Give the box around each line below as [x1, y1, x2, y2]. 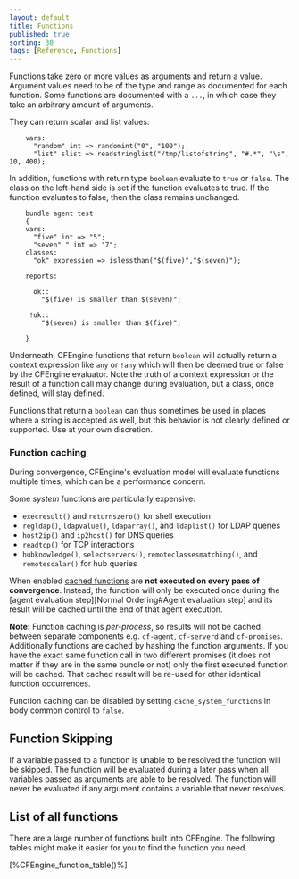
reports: [25, 272, 58, 281]
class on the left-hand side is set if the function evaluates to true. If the [9, 182, 270, 193]
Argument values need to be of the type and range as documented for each [9, 80, 287, 91]
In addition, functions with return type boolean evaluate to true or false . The [9, 173, 290, 184]
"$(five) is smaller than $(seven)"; [41, 296, 181, 305]
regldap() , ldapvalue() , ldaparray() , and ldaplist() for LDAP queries [21, 520, 281, 532]
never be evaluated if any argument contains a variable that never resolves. [9, 783, 287, 794]
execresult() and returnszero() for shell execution [21, 511, 212, 522]
